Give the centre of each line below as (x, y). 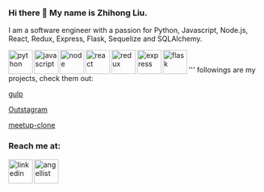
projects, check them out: (51, 79)
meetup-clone (32, 125)
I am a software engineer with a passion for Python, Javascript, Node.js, (128, 31)
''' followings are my (222, 70)
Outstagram (28, 110)
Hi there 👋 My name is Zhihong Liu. (78, 13)
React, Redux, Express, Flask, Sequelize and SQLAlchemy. (105, 39)
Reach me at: (35, 146)
